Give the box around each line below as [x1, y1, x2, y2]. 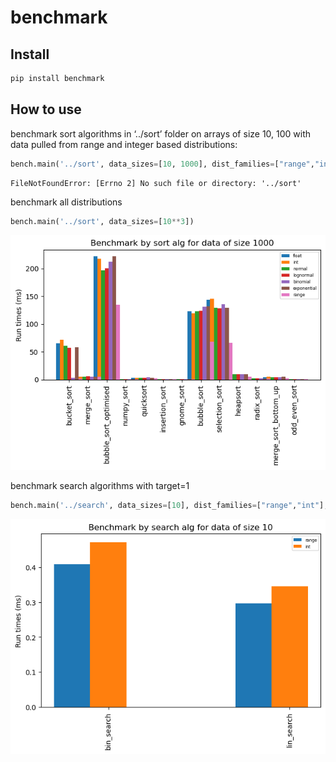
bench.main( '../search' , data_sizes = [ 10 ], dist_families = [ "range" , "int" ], [10, 501, 329, 511]
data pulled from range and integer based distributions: [10, 138, 238, 150]
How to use [10, 101, 82, 118]
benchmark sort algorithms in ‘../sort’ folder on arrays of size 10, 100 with [10, 127, 312, 140]
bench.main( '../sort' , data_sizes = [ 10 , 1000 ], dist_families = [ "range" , [10, 159, 315, 169]
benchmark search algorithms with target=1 [10, 480, 190, 492]
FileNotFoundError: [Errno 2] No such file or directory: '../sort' [10, 178, 302, 188]
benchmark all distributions [10, 196, 123, 208]
